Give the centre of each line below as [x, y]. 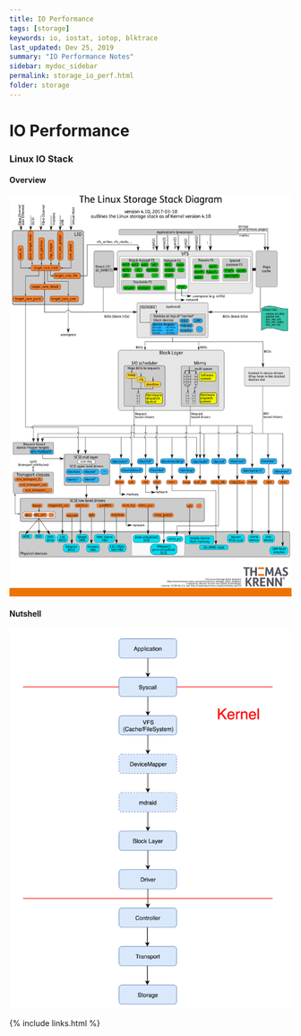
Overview [28, 180]
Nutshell [26, 614]
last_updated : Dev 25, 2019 [62, 48]
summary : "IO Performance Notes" [72, 57]
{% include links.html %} [55, 1023]
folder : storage [39, 85]
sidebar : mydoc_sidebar [54, 66]
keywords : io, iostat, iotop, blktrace [84, 38]
